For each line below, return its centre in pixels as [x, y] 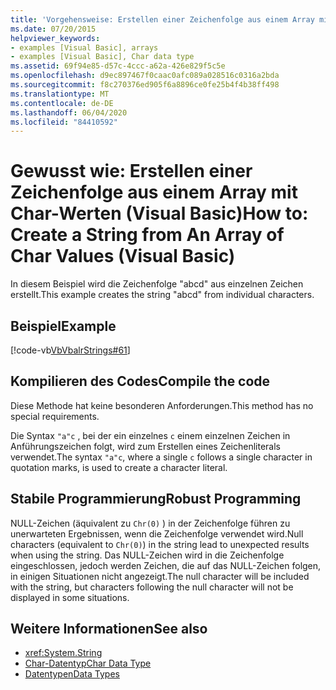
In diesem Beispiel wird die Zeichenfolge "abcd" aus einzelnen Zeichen [157, 284]
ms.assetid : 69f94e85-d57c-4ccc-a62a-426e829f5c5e [118, 66]
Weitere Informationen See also [109, 629]
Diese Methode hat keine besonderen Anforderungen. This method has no [162, 405]
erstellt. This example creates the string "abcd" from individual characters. [162, 295]
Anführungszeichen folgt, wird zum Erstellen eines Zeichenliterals [146, 446]
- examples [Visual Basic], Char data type [102, 57]
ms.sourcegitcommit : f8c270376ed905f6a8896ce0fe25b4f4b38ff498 [145, 85]
